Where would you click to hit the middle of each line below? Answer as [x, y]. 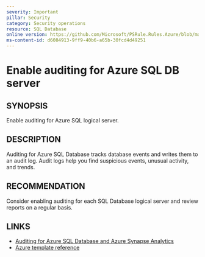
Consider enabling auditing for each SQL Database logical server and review [103, 201]
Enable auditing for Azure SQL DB [93, 70]
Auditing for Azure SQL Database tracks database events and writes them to [102, 154]
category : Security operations [46, 23]
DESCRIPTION [34, 140]
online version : [27, 35]
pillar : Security [28, 18]
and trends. [21, 167]
